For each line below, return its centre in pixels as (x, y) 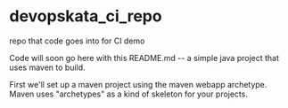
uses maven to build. (48, 67)
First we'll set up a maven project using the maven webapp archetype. (138, 84)
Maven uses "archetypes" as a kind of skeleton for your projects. (128, 94)
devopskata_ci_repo (86, 16)
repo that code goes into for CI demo (77, 41)
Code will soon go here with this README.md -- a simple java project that (144, 58)
